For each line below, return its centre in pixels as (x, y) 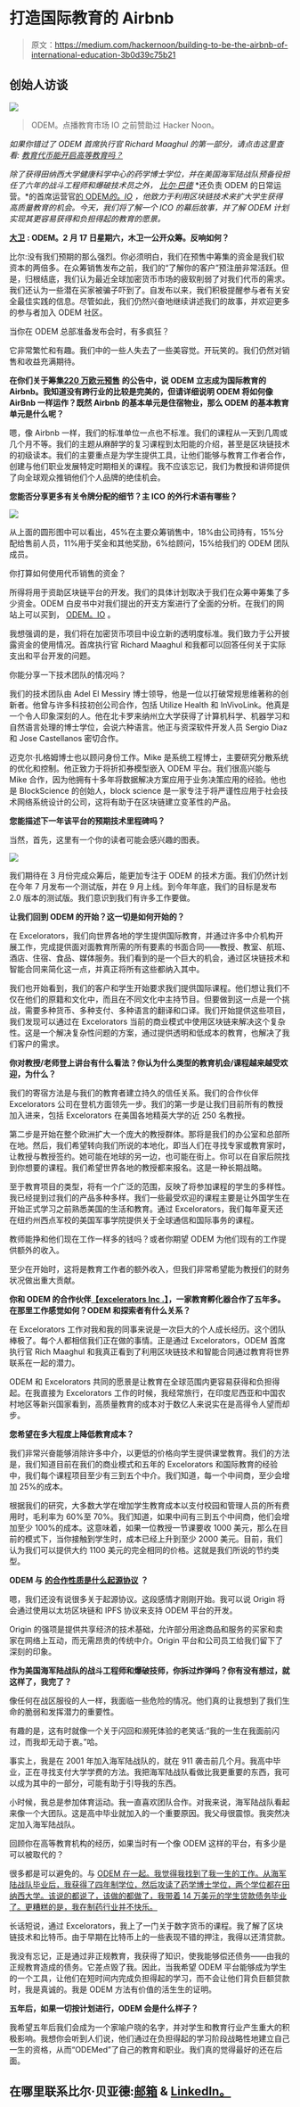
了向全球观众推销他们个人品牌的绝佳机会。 (87, 477)
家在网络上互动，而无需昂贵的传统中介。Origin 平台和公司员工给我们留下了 (146, 1640)
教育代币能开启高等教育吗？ (72, 155)
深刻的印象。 (32, 1651)
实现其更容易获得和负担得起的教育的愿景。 (87, 219)
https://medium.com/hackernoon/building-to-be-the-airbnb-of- (171, 45)
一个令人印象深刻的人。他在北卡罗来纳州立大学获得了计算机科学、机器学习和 (150, 715)
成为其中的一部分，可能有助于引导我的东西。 (98, 1783)
